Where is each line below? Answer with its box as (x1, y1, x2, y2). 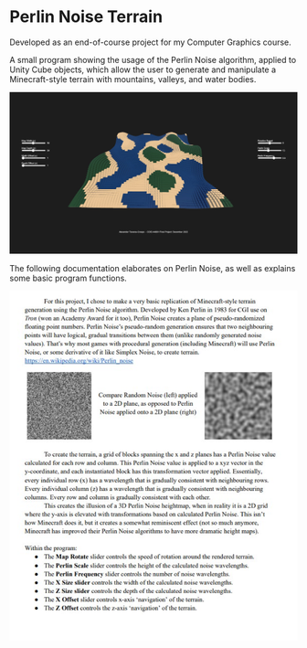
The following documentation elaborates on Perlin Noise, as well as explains (9, 262, 296, 273)
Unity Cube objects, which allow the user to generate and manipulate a (9, 64, 277, 75)
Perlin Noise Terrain (9, 6, 163, 27)
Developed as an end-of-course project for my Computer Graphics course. (9, 37, 292, 48)
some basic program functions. (9, 272, 128, 283)
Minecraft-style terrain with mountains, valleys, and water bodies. (9, 73, 257, 84)
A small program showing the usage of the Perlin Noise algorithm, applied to (9, 54, 297, 65)
